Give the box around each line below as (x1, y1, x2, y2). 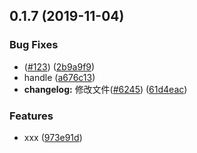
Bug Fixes (9, 38, 59, 52)
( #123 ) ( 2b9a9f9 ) (23, 60, 96, 73)
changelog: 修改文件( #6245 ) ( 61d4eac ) (23, 83, 188, 95)
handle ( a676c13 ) (23, 71, 96, 83)
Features (9, 109, 54, 123)
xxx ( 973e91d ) (23, 131, 83, 143)
